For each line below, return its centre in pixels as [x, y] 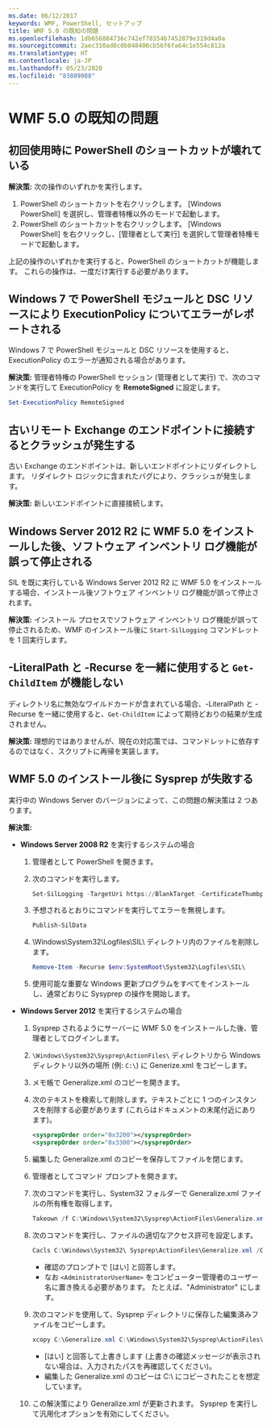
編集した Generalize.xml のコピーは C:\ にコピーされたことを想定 [152, 1376]
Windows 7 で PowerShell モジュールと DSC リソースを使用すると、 [121, 350]
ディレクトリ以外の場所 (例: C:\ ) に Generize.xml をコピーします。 [142, 1065]
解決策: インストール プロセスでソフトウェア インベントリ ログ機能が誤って [133, 619]
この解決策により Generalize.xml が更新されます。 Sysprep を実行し [145, 1403]
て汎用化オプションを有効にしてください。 [102, 1413]
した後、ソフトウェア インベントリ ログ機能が [143, 546]
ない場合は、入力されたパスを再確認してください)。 [130, 1366]
